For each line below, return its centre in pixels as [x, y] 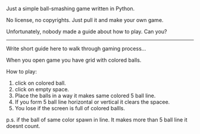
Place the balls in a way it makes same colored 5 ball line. [85, 95]
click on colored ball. [40, 83]
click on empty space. [42, 89]
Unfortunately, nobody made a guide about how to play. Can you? [87, 31]
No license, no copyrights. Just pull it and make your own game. [85, 20]
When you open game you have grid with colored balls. [74, 60]
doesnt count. [23, 126]
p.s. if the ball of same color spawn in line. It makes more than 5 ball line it [97, 120]
